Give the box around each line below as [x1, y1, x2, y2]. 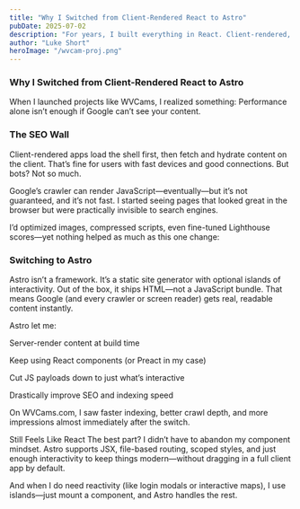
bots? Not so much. [9, 168, 82, 179]
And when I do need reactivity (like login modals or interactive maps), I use [9, 480, 286, 491]
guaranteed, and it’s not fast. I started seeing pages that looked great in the [9, 195, 288, 206]
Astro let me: [9, 320, 57, 331]
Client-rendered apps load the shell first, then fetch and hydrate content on [9, 149, 287, 160]
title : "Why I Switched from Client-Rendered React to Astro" [9, 13, 247, 22]
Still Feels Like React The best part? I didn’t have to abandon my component [9, 434, 291, 445]
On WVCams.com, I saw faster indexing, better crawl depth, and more [9, 408, 269, 418]
